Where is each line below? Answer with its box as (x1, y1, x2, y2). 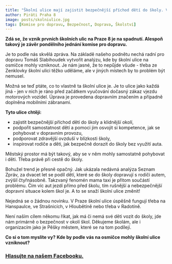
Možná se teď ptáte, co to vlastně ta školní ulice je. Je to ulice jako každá (5, 83, 160, 89)
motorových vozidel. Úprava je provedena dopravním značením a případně (5, 94, 163, 100)
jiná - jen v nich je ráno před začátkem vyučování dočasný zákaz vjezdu (5, 88, 158, 95)
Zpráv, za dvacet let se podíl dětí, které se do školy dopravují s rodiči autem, (5, 172, 166, 178)
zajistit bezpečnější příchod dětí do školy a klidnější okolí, (12, 119, 134, 126)
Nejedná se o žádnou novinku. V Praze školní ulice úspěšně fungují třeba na (5, 198, 166, 204)
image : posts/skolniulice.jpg (5, 17, 70, 22)
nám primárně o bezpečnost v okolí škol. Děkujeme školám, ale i (5, 219, 141, 225)
